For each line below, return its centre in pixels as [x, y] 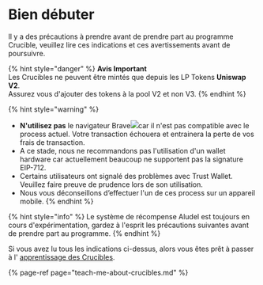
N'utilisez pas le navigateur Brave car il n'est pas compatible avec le [134, 125]
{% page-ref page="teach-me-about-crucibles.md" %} [98, 272]
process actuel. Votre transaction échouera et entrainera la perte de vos [137, 134]
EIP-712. [33, 167]
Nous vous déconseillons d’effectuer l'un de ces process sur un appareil [137, 192]
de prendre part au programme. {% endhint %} [85, 233]
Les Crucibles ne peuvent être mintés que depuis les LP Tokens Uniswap [127, 77]
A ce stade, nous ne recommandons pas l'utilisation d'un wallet [122, 150]
